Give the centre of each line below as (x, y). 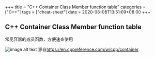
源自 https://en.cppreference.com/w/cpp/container (88, 49)
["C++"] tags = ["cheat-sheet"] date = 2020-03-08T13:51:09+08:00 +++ (78, 12)
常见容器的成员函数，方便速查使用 (39, 39)
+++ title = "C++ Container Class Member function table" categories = (76, 7)
